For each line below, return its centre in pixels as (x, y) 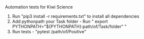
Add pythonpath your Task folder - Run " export (60, 21)
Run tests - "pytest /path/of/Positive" (49, 32)
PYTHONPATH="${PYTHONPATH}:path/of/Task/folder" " (69, 26)
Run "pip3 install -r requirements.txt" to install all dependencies (76, 16)
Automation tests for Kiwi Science (39, 7)
